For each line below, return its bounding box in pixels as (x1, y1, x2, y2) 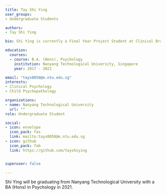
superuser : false (5, 161, 41, 166)
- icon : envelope (5, 125, 41, 130)
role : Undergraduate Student (5, 112, 65, 117)
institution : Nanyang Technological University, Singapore (14, 61, 138, 67)
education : (5, 48, 28, 53)
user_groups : (5, 12, 32, 17)
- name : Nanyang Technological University (5, 102, 94, 107)
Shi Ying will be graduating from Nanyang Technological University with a (5, 179, 155, 185)
